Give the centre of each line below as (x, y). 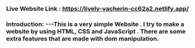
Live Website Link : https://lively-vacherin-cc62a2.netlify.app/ (97, 9)
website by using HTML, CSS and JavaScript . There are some (96, 31)
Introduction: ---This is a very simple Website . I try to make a (95, 24)
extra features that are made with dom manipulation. (83, 38)
